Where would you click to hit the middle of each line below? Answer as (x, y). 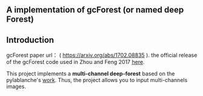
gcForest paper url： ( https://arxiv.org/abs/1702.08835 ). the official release (102, 55)
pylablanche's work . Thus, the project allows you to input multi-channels (97, 80)
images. (16, 86)
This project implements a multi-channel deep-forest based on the (91, 74)
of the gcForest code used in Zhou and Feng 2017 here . (75, 62)
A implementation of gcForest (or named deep (95, 10)
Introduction (30, 40)
